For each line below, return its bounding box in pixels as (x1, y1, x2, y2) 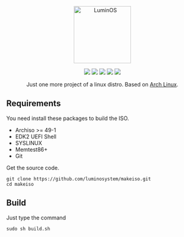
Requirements (6, 98, 61, 109)
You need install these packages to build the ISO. (6, 115, 129, 122)
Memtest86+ (15, 146, 48, 153)
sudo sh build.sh (6, 225, 51, 232)
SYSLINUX (15, 139, 43, 146)
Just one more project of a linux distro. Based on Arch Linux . (26, 81, 179, 88)
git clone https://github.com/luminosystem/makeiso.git (6, 175, 151, 182)
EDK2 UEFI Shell (15, 133, 57, 140)
